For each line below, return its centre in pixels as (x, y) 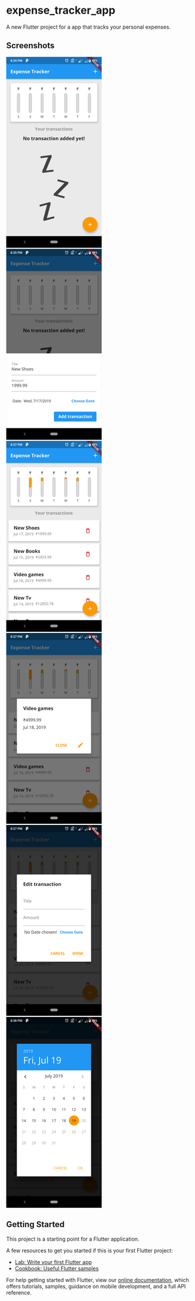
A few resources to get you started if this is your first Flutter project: (89, 1250)
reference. (19, 1293)
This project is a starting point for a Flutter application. (73, 1239)
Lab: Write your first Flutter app (53, 1262)
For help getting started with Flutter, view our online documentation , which (98, 1280)
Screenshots (30, 46)
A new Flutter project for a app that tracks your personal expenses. (89, 27)
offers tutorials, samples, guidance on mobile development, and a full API (96, 1286)
